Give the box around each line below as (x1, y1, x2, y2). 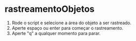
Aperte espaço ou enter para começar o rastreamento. (11, 25, 124, 31)
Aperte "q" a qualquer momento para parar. (11, 30, 101, 36)
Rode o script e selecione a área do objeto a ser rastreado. (11, 20, 132, 26)
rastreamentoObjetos (4, 3, 95, 15)
